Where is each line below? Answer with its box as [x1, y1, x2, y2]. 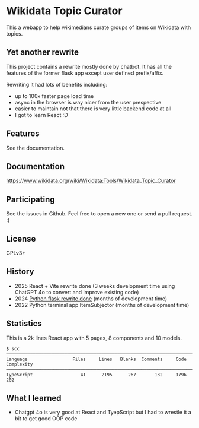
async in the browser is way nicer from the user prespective [14, 99, 162, 106]
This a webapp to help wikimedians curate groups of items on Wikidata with [6, 24, 191, 31]
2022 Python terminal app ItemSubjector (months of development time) [14, 301, 190, 308]
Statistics [6, 319, 43, 329]
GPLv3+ [6, 249, 26, 256]
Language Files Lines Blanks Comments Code [6, 356, 187, 362]
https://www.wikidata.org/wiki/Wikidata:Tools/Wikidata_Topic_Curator [6, 177, 176, 185]
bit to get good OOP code [14, 415, 78, 422]
